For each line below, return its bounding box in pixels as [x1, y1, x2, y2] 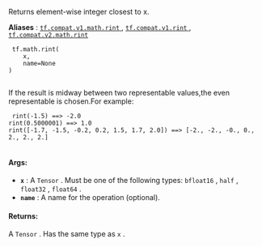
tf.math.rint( [11, 45, 60, 53]
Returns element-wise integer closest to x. [8, 7, 150, 16]
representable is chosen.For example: [8, 96, 134, 106]
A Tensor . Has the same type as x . [8, 229, 125, 239]
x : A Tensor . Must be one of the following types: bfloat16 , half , [19, 176, 239, 185]
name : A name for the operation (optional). [19, 193, 160, 202]
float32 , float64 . [19, 184, 82, 194]
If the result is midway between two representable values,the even [8, 88, 230, 97]
